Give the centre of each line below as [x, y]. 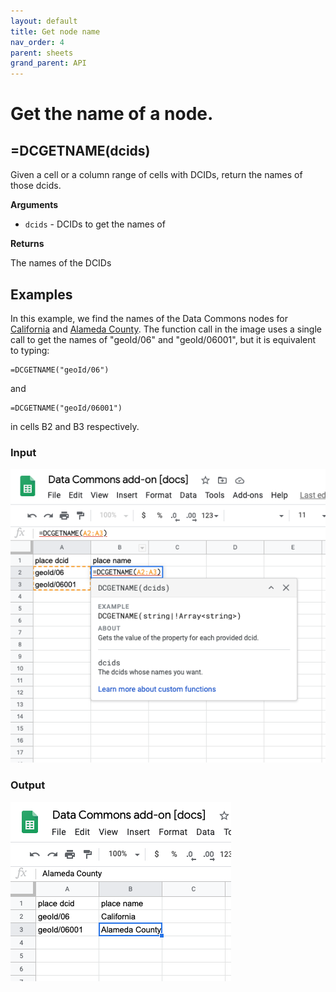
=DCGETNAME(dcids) [80, 150]
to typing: [30, 350]
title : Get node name [55, 31]
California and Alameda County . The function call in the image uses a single [166, 329]
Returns [27, 244]
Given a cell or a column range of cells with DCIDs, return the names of [156, 175]
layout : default [44, 21]
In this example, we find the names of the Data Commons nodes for [149, 318]
